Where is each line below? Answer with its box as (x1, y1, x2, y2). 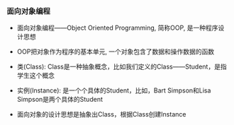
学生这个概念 (16, 71, 55, 80)
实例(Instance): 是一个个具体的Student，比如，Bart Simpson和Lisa (16, 86, 211, 95)
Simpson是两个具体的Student (16, 95, 104, 104)
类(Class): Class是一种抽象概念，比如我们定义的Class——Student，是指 (16, 62, 228, 71)
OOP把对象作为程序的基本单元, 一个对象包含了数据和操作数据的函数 (16, 47, 215, 56)
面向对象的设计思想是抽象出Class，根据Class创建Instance (16, 110, 186, 119)
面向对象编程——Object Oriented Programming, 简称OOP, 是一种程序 (16, 23, 218, 32)
